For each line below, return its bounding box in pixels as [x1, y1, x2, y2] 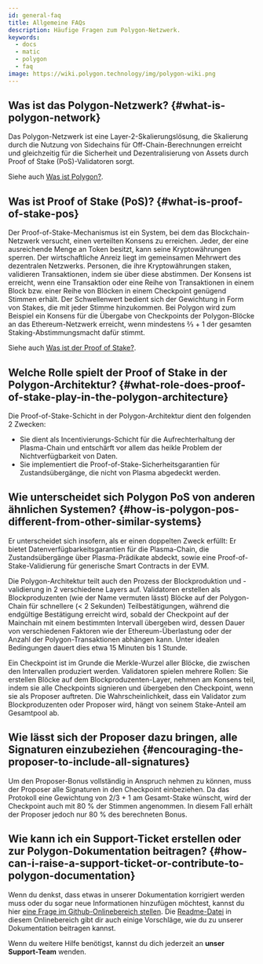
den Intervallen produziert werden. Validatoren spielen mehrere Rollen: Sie [8, 666, 249, 675]
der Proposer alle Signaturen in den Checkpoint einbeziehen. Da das [8, 784, 230, 794]
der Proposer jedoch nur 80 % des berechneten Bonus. [8, 809, 188, 819]
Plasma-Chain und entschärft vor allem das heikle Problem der [19, 443, 222, 453]
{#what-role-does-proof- [119, 378, 246, 391]
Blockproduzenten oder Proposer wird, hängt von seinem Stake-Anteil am [8, 700, 247, 709]
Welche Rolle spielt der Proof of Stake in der [8, 366, 228, 379]
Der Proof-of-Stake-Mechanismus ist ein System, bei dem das [8, 228, 210, 238]
